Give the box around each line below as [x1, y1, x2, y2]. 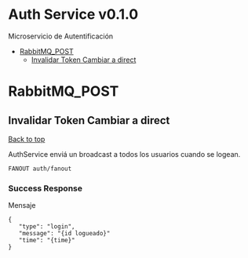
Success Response [8, 183, 82, 194]
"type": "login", [18, 223, 76, 231]
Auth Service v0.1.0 [8, 5, 139, 24]
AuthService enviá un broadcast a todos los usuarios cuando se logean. [8, 149, 241, 158]
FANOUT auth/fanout [8, 165, 72, 173]
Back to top [8, 134, 46, 144]
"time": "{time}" [18, 237, 76, 245]
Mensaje [8, 201, 36, 210]
